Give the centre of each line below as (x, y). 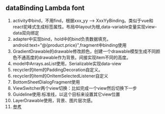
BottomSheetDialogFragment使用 (46, 82)
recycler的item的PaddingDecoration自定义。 (58, 70)
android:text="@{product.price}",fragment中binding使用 (69, 45)
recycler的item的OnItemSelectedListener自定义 (60, 76)
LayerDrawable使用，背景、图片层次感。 (54, 100)
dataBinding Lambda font (45, 8)
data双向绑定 (26, 33)
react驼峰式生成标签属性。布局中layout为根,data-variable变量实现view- (85, 27)
